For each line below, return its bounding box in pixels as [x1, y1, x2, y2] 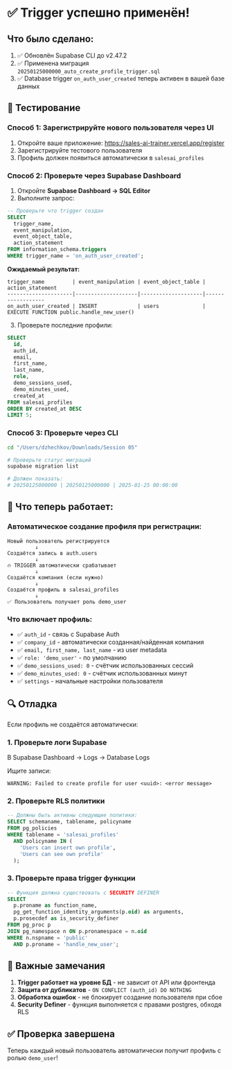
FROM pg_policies [7, 825, 57, 832]
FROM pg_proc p [7, 921, 51, 929]
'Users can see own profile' [19, 850, 104, 857]
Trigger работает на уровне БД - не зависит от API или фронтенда [17, 978, 216, 986]
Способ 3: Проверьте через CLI [7, 428, 119, 438]
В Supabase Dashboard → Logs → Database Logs [7, 753, 150, 762]
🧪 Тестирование [7, 102, 81, 114]
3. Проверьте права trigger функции [7, 873, 136, 883]
